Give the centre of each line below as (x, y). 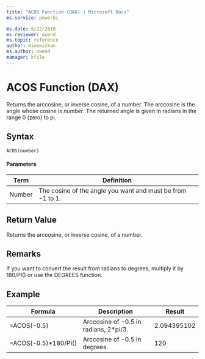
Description (115, 311)
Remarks (24, 254)
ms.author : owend (28, 52)
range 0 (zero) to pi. (31, 117)
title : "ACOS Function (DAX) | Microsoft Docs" (68, 12)
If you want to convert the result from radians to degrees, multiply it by (95, 268)
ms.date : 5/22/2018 (31, 29)
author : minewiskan (31, 46)
